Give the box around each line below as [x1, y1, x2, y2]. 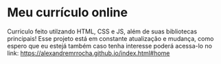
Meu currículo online [7, 5, 128, 20]
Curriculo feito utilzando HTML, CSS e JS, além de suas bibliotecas [7, 27, 198, 35]
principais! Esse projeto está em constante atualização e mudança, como [7, 34, 214, 42]
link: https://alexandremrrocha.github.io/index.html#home [7, 49, 170, 57]
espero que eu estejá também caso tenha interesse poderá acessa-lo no [7, 42, 213, 50]
